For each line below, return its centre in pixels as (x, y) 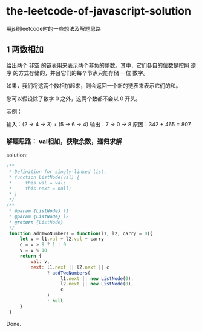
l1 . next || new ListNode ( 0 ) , (97, 278)
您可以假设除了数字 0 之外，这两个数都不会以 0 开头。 (73, 99)
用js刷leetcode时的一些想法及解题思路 (54, 28)
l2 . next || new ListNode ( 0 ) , (97, 284)
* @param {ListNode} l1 (39, 211)
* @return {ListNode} (36, 222)
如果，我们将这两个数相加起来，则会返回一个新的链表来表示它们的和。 (94, 85)
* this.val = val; (37, 183)
